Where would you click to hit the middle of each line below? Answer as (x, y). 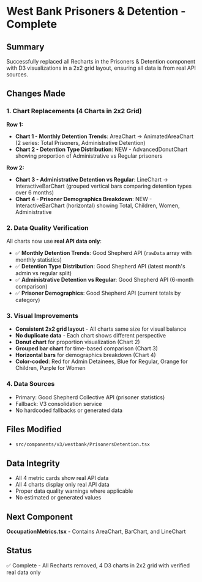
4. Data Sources (31, 384)
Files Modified (34, 429)
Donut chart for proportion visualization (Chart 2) (77, 342)
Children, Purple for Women (50, 368)
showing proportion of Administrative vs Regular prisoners (89, 156)
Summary (25, 47)
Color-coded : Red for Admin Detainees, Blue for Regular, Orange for (101, 361)
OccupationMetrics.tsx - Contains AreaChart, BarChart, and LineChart (96, 532)
